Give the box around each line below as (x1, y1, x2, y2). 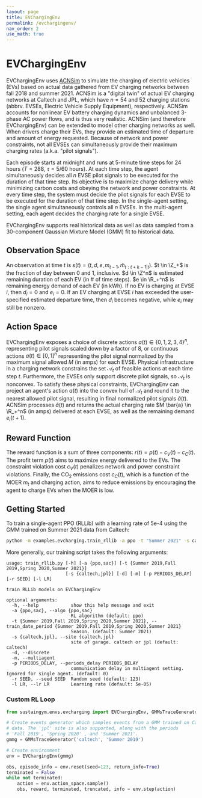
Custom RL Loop (6, 695, 55, 704)
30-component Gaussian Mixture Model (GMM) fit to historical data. (6, 228, 175, 235)
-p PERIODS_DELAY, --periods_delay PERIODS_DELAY (11, 660, 138, 666)
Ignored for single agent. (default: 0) (6, 671, 109, 677)
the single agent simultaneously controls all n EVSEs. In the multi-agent (6, 204, 183, 211)
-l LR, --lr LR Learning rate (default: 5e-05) (11, 681, 152, 687)
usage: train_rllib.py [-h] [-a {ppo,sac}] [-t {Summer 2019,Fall (6, 560, 176, 566)
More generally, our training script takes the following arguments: (6, 548, 168, 556)
